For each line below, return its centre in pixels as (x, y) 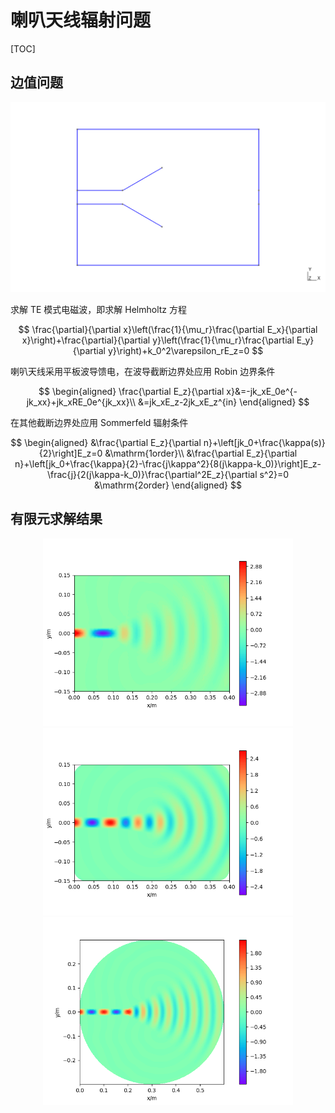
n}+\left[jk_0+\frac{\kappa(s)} (264, 442)
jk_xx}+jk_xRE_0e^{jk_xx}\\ (81, 402)
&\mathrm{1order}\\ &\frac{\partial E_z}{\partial (201, 453)
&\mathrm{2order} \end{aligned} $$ (168, 485)
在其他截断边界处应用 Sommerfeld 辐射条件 (99, 422)
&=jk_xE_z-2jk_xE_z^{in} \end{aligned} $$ (223, 402)
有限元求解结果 (56, 519)
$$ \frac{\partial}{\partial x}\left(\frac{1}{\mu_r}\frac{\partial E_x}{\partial (168, 329)
